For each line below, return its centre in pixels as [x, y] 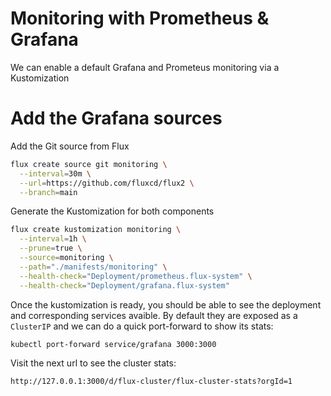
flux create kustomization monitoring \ [96, 230]
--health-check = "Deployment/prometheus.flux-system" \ [136, 276]
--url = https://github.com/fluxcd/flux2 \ [107, 183]
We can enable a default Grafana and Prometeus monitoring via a [145, 67]
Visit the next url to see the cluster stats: [93, 363]
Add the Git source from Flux [70, 146]
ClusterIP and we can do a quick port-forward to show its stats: [142, 326]
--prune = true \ [51, 248]
